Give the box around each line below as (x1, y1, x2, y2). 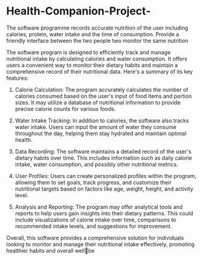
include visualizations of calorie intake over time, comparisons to (14, 216, 177, 223)
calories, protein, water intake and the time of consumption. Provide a (6, 30, 180, 37)
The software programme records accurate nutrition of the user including (6, 24, 188, 31)
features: (6, 74, 29, 81)
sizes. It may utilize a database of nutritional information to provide (14, 98, 181, 106)
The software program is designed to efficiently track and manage (6, 48, 171, 55)
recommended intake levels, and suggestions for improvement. (14, 222, 172, 230)
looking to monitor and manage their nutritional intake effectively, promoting (6, 240, 195, 248)
